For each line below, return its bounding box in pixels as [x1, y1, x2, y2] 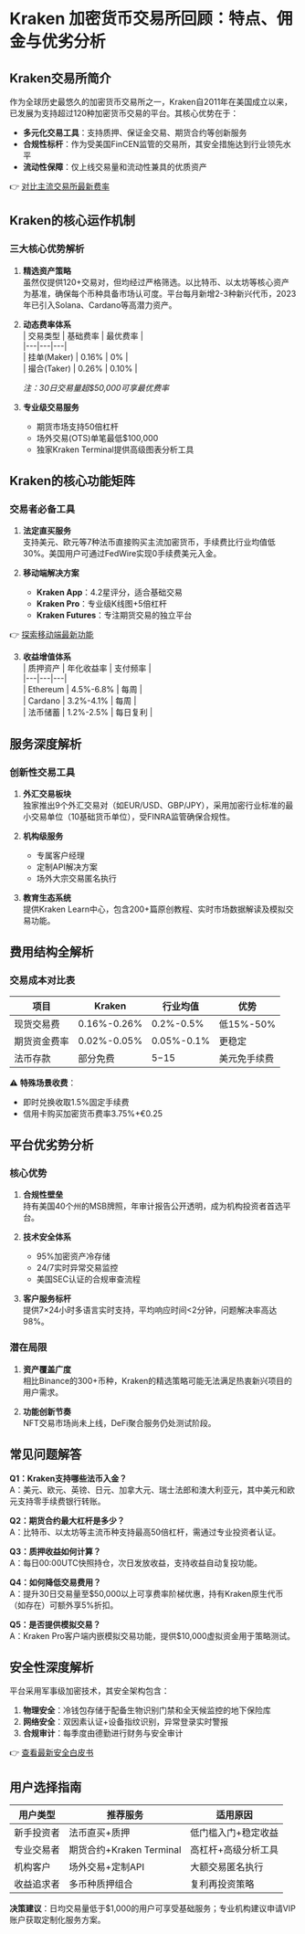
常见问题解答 [9, 1447, 82, 1463]
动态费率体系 [22, 319, 71, 330]
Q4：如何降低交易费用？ [9, 1577, 102, 1588]
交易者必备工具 [9, 503, 76, 515]
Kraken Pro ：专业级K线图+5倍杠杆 [36, 598, 167, 609]
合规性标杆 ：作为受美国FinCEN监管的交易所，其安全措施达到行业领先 [22, 139, 283, 149]
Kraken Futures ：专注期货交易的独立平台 [36, 609, 193, 621]
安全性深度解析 [9, 1659, 94, 1675]
